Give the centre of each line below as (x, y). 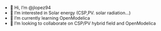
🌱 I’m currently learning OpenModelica (50, 18)
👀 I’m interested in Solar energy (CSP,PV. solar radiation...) (70, 13)
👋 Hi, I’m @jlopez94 (30, 8)
